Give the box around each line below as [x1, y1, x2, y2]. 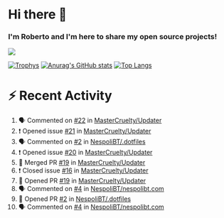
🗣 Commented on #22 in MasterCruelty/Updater [18, 116, 162, 125]
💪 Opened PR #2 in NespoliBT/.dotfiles [18, 195, 131, 203]
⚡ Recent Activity [8, 87, 112, 104]
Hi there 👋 [8, 6, 67, 23]
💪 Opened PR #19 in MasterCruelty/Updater [18, 177, 146, 185]
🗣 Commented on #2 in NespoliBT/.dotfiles [18, 138, 146, 146]
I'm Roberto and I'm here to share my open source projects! [8, 32, 218, 42]
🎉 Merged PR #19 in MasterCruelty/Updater [18, 158, 146, 167]
